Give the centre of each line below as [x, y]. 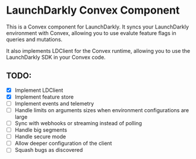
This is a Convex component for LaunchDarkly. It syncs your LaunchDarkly [97, 27]
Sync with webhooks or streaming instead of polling [78, 123]
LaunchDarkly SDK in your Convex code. [56, 57]
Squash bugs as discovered [49, 150]
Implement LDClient [39, 90]
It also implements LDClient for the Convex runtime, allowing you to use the [98, 50]
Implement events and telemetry [54, 103]
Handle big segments [41, 130]
